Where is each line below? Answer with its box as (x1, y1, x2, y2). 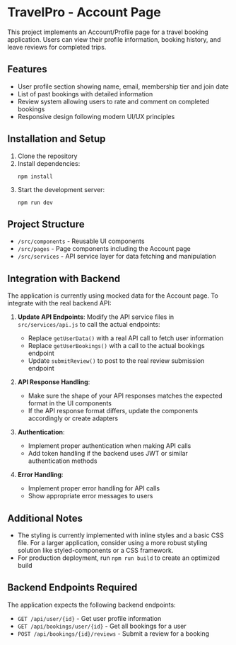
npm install (17, 173, 53, 180)
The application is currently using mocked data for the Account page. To (7, 291, 219, 300)
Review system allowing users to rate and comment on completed (17, 97, 210, 106)
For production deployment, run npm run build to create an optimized (17, 554, 220, 562)
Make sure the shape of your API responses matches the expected (28, 391, 223, 400)
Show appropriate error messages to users (28, 492, 153, 500)
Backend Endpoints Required (7, 582, 138, 594)
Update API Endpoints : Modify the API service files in (17, 313, 175, 321)
